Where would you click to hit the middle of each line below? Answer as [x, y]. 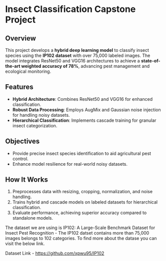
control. [20, 159]
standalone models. [33, 218]
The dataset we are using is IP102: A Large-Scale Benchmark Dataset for [80, 228]
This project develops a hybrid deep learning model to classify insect [77, 50]
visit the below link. [25, 244]
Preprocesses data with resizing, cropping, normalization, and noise [82, 192]
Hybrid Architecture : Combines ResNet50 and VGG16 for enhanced [82, 99]
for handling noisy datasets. [41, 115]
